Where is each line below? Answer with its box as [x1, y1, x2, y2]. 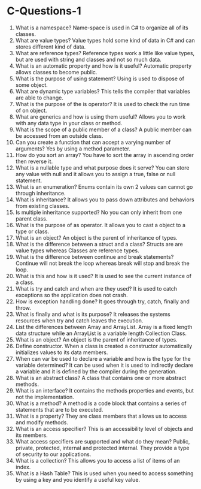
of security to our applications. [15, 451, 92, 458]
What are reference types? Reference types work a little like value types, [15, 49, 195, 56]
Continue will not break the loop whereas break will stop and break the [15, 259, 190, 267]
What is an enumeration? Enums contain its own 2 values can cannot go [15, 183, 193, 190]
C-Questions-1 [7, 4, 81, 18]
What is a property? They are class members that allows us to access [15, 412, 187, 419]
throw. [15, 304, 32, 311]
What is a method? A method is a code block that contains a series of [15, 400, 187, 407]
